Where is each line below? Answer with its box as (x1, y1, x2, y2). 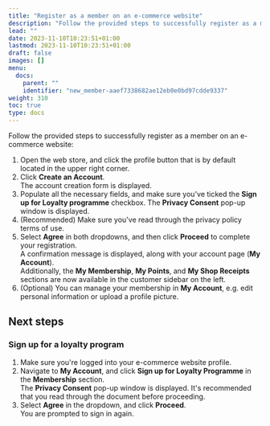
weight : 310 (8, 94, 48, 102)
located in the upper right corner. (19, 164, 130, 173)
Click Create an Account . (19, 172, 105, 182)
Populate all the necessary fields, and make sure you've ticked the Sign (19, 190, 257, 199)
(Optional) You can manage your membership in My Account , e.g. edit (19, 283, 253, 293)
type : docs (8, 109, 45, 117)
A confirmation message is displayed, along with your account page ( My (19, 249, 261, 258)
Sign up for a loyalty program (8, 339, 125, 350)
